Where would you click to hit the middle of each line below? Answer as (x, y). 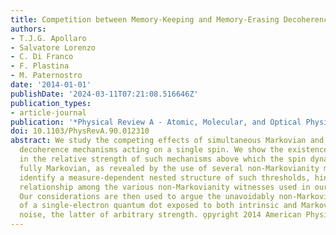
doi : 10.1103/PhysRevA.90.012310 (80, 131)
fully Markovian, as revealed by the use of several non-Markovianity (169, 168)
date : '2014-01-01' (51, 85)
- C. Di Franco (42, 57)
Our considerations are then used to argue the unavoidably (147, 196)
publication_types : (51, 103)
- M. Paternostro (46, 76)
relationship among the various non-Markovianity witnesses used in (165, 187)
